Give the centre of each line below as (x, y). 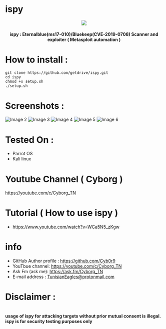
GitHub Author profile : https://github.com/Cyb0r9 (64, 261)
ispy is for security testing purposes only (49, 322)
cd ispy (13, 77)
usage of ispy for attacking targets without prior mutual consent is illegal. (83, 316)
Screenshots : (35, 106)
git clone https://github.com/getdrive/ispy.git (57, 73)
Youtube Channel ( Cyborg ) (64, 179)
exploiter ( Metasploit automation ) (84, 39)
